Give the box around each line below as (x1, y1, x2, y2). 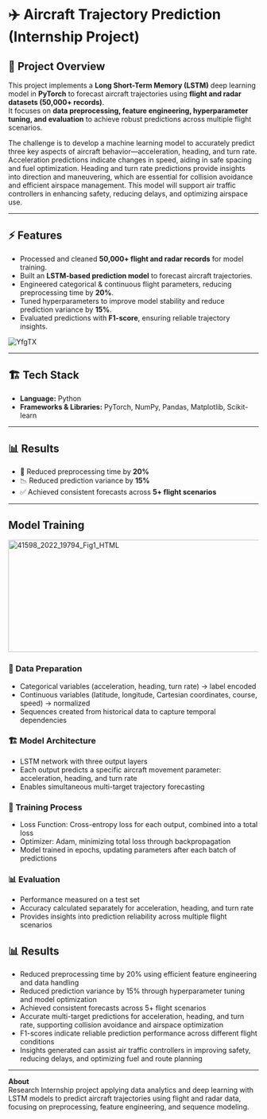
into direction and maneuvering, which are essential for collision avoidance (8, 172, 253, 181)
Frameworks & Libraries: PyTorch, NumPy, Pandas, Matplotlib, (19, 402, 226, 411)
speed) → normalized (19, 698, 91, 708)
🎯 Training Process (8, 802, 83, 813)
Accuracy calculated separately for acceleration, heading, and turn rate (19, 903, 254, 913)
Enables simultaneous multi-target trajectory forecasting (19, 782, 205, 791)
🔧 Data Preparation (8, 663, 83, 674)
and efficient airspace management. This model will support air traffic (8, 181, 237, 190)
